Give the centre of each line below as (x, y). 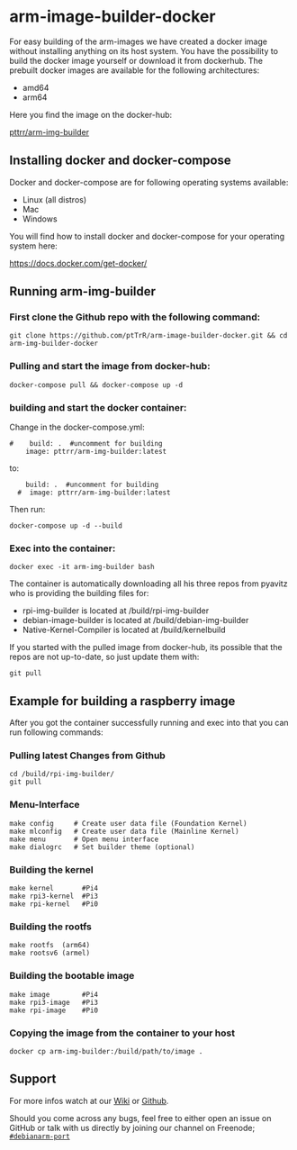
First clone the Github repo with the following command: (135, 317)
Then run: (27, 510)
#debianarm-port (40, 1136)
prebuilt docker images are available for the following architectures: (135, 70)
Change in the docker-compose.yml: (77, 427)
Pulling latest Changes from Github (88, 756)
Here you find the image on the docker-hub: (91, 114)
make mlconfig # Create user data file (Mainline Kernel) (125, 831)
